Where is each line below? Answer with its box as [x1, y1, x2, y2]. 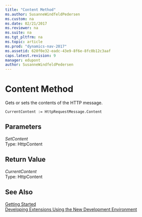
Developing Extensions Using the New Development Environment [5, 206, 138, 212]
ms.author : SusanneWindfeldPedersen [5, 12, 80, 17]
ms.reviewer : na [5, 26, 38, 31]
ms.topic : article [5, 39, 43, 44]
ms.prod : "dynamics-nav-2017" [5, 44, 67, 49]
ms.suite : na [5, 30, 32, 35]
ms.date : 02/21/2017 [5, 21, 48, 26]
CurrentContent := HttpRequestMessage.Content [5, 109, 102, 114]
